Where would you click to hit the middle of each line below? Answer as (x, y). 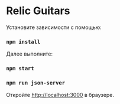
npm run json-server (36, 83)
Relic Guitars (38, 11)
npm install (23, 42)
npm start (20, 69)
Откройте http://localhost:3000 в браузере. (60, 95)
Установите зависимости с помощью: (54, 27)
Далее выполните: (30, 54)
